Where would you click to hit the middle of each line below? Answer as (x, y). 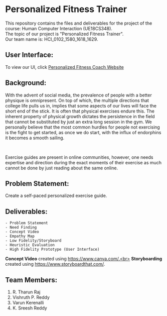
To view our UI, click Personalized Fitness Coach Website (64, 67)
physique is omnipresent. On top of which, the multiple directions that (77, 100)
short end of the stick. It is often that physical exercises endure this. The (80, 111)
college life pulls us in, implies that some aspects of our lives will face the (81, 106)
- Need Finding (21, 228)
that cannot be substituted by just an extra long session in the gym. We (78, 122)
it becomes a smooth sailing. (35, 138)
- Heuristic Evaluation (30, 245)
